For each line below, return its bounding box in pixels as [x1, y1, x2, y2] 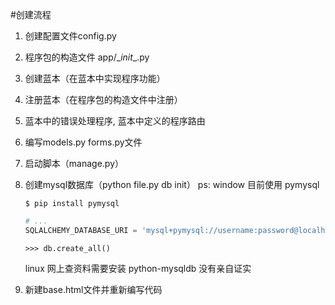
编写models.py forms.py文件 [24, 136, 143, 148]
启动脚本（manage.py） [24, 158, 125, 169]
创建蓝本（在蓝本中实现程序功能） [24, 73, 166, 84]
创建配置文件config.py [24, 30, 117, 42]
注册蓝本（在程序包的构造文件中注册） [24, 94, 183, 105]
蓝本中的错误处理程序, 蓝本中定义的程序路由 [24, 115, 206, 127]
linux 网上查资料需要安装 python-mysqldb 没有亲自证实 [24, 262, 252, 274]
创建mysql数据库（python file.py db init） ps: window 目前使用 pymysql [24, 179, 320, 190]
